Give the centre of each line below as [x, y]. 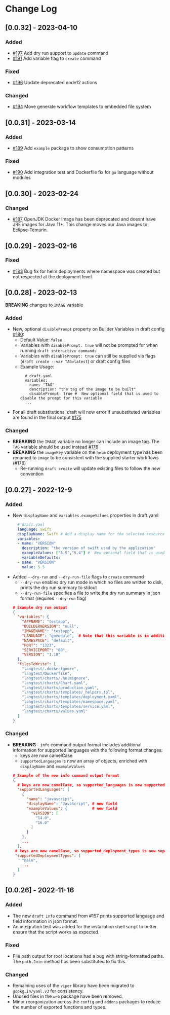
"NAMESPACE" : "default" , [48, 640]
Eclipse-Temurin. [30, 230]
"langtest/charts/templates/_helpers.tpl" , [68, 693]
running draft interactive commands [58, 350]
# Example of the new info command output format [66, 775]
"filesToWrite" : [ [37, 664]
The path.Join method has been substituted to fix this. [69, 962]
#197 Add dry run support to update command [60, 53]
